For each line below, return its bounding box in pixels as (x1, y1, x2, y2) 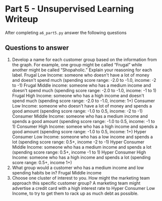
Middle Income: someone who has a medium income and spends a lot (12, 144, 151, 150)
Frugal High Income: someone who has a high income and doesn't (12, 93, 144, 98)
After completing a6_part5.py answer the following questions (5, 30, 127, 35)
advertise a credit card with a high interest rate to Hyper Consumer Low (12, 185, 155, 191)
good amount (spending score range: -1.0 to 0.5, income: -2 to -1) (12, 108, 143, 114)
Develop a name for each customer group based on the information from (12, 57, 157, 62)
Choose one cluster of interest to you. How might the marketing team (12, 175, 150, 181)
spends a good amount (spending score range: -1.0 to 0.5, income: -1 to (12, 118, 155, 124)
